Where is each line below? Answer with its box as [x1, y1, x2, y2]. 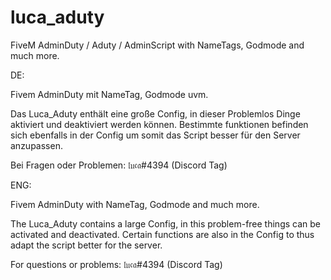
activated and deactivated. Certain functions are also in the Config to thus [10, 228, 315, 240]
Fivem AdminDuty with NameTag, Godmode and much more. [10, 198, 260, 210]
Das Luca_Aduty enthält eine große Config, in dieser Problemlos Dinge [10, 107, 301, 120]
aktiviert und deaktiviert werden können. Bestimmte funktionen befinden [10, 118, 309, 130]
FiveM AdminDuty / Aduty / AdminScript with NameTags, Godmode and [10, 39, 305, 51]
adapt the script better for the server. [10, 239, 163, 251]
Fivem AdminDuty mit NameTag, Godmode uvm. [10, 88, 209, 100]
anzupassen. [10, 139, 63, 151]
